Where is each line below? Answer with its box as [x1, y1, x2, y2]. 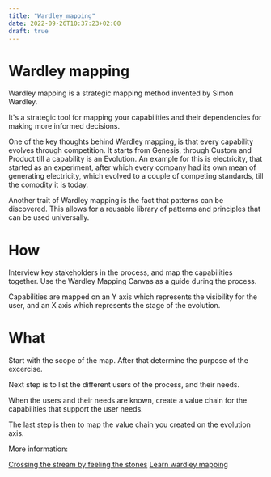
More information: [8, 444, 69, 454]
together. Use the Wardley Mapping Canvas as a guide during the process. [8, 276, 257, 286]
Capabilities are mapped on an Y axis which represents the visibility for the [8, 292, 257, 302]
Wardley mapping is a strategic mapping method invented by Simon [8, 88, 234, 98]
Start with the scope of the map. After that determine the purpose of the [8, 356, 249, 365]
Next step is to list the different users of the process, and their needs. [8, 380, 240, 390]
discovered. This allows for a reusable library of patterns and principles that [8, 204, 261, 214]
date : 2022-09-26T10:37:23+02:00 [8, 19, 121, 27]
